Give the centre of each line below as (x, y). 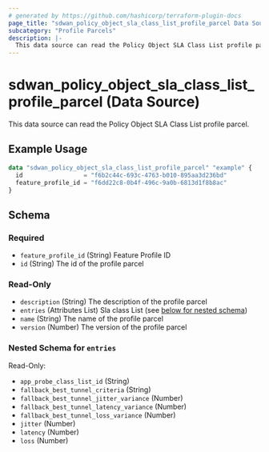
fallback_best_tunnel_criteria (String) (85, 390)
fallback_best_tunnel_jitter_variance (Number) (101, 398)
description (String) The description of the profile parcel (114, 302)
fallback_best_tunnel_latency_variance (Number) (103, 406)
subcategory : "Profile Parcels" (62, 30)
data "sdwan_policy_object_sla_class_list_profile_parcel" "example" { (130, 168)
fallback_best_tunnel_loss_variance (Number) (98, 415)
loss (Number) (44, 440)
